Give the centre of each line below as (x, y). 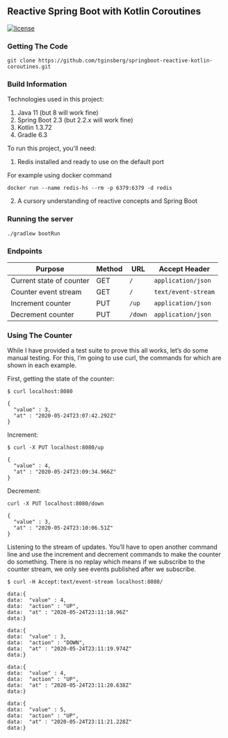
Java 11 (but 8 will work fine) (58, 113)
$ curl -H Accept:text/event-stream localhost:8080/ (85, 582)
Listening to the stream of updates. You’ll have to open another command (112, 547)
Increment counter (41, 303)
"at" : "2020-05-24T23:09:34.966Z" (65, 472)
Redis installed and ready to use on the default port (91, 162)
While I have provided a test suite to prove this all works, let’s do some (108, 351)
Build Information (37, 84)
